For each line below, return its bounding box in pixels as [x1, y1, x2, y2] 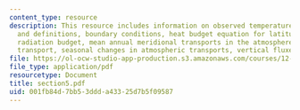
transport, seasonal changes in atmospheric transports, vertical [17, 46, 270, 55]
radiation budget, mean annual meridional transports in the [17, 37, 250, 47]
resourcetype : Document [9, 71, 98, 80]
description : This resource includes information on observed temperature [9, 21, 294, 30]
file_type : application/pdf [9, 63, 114, 72]
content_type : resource [9, 12, 98, 22]
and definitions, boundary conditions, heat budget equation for [17, 29, 266, 38]
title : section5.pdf [9, 79, 87, 88]
